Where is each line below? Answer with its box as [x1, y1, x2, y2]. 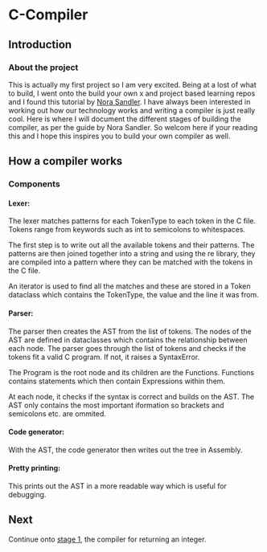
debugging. [8, 490, 47, 499]
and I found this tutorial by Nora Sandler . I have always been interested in [8, 96, 251, 106]
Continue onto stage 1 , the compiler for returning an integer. [8, 534, 207, 544]
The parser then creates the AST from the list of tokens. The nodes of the [8, 326, 252, 336]
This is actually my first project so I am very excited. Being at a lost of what [8, 80, 257, 89]
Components [8, 178, 60, 190]
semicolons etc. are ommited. [8, 408, 107, 419]
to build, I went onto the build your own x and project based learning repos [8, 88, 256, 98]
